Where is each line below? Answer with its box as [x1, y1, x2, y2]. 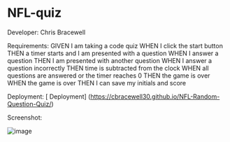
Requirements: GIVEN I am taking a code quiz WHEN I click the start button [7, 41, 224, 50]
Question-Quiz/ [7, 99, 52, 108]
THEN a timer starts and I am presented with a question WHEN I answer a [7, 49, 219, 57]
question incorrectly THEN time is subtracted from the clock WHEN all [7, 64, 209, 72]
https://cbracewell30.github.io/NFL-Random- [90, 92, 220, 101]
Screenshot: [7, 113, 43, 122]
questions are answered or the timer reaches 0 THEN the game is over [7, 71, 210, 80]
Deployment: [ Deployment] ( [7, 92, 91, 101]
